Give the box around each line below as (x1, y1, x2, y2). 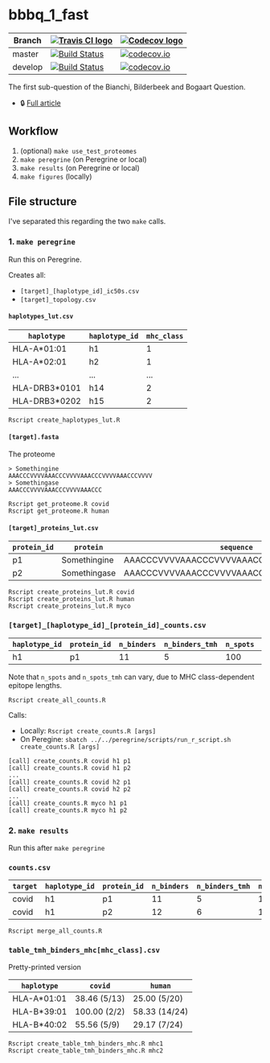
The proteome (8, 449, 55, 459)
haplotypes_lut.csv (8, 312, 74, 321)
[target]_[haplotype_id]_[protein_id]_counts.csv (8, 621, 207, 630)
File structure (8, 195, 77, 208)
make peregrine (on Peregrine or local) (19, 155, 147, 164)
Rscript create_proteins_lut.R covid (8, 588, 135, 596)
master (12, 48, 39, 60)
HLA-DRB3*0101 (12, 382, 82, 393)
